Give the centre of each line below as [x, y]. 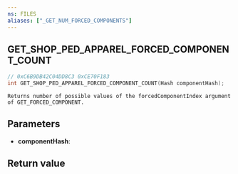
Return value [36, 164]
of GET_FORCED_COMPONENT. [46, 103]
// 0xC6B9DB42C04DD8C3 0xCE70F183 [59, 77]
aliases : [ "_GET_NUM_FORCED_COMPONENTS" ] [70, 21]
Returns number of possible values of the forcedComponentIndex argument [119, 97]
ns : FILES [22, 14]
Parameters [34, 124]
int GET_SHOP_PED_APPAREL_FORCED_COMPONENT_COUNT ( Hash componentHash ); [116, 83]
